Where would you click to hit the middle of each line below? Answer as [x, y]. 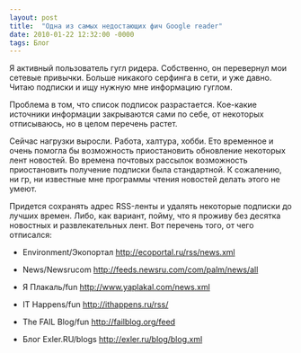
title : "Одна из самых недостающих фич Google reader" [116, 26]
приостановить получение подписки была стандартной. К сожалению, [146, 170]
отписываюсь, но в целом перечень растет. [93, 124]
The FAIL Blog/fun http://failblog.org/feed [99, 322]
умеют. [23, 189]
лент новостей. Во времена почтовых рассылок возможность [129, 160]
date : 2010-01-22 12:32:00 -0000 [72, 34]
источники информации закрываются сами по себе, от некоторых [137, 114]
